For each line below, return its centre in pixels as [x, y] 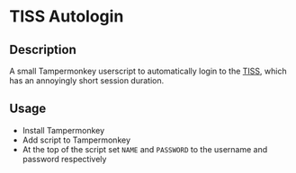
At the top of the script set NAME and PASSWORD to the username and [145, 149]
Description [43, 50]
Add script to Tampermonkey [76, 140]
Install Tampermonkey [63, 130]
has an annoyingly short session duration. [87, 81]
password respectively [64, 159]
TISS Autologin [67, 17]
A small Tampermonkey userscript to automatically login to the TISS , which [148, 71]
